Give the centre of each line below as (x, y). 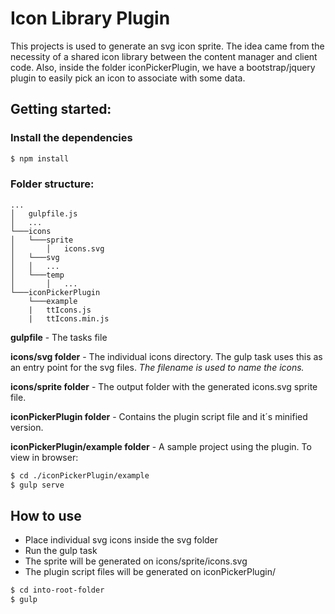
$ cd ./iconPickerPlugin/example (80, 475)
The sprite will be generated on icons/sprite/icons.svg (136, 561)
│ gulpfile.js (44, 213)
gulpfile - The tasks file (59, 337)
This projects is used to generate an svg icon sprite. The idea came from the (167, 46)
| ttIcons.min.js (69, 318)
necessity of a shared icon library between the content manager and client (164, 56)
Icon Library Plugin (90, 18)
